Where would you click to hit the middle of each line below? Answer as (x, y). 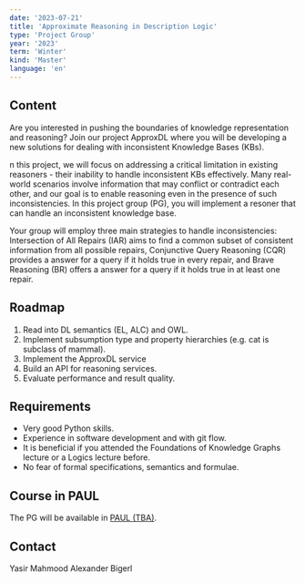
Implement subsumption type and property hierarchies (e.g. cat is (146, 339)
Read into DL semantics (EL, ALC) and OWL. (105, 330)
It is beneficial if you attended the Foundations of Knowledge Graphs (152, 448)
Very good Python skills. (68, 428)
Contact (33, 546)
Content (33, 106)
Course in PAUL (55, 496)
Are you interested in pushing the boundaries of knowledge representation (149, 128)
